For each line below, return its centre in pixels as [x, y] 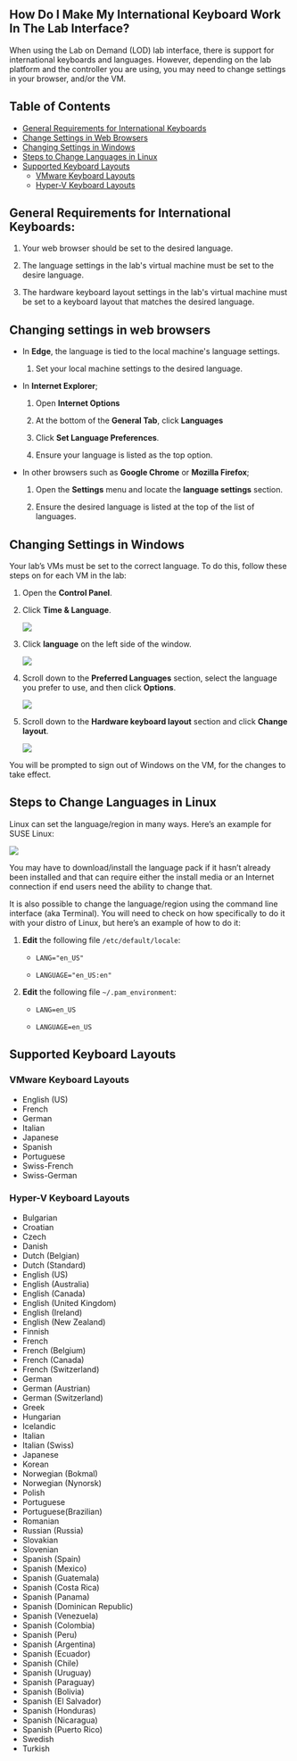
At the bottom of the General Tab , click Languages [129, 421]
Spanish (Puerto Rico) [62, 1729]
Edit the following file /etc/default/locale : [101, 939]
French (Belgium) [54, 1350]
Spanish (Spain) [52, 1558]
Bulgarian [40, 1218]
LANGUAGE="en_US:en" [74, 975]
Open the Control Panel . [67, 593]
